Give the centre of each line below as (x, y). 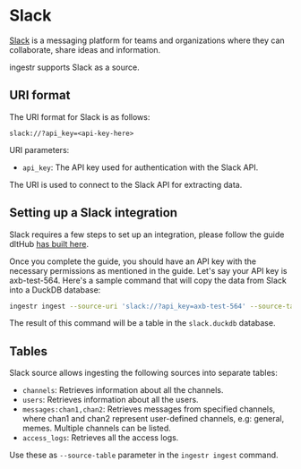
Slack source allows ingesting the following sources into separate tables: (143, 373)
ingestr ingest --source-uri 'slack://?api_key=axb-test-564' (128, 306)
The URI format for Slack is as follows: (80, 116)
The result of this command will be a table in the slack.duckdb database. (142, 323)
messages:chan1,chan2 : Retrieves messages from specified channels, (149, 409)
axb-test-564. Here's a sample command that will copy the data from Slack (148, 280)
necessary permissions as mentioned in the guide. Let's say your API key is (148, 270)
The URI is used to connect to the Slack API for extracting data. (126, 184)
